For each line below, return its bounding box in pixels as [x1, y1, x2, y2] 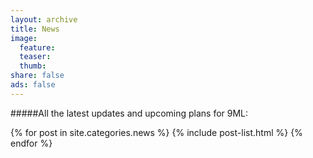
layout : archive [10, 14, 78, 25]
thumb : [19, 61, 47, 71]
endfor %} [10, 137, 53, 149]
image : [10, 33, 38, 43]
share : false [10, 71, 65, 81]
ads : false [10, 80, 56, 90]
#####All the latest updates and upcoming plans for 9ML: [10, 107, 249, 119]
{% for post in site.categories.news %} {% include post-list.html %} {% [10, 126, 303, 138]
